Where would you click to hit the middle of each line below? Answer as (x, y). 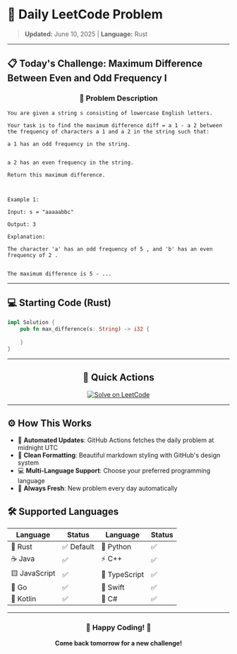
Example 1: (23, 200)
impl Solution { (31, 323)
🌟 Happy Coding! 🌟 (119, 628)
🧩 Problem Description (119, 98)
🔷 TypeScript (123, 574)
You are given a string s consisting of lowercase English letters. (110, 113)
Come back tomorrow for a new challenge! (119, 643)
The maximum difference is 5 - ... (60, 274)
